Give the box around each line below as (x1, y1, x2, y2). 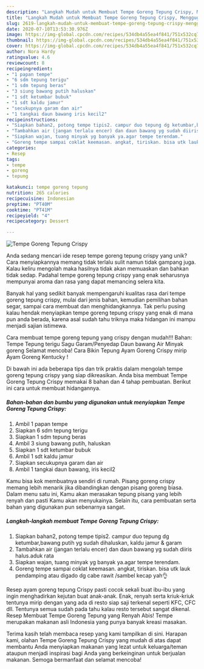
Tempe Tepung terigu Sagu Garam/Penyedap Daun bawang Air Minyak (6, 341, 184, 348)
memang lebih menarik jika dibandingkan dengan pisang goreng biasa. (6, 484, 183, 491)
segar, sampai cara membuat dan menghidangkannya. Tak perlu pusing (6, 303, 185, 310)
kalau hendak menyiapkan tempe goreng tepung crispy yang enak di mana (6, 309, 193, 317)
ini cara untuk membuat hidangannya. (6, 384, 101, 392)
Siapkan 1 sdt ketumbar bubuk (15, 446, 91, 454)
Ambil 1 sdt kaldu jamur (15, 453, 74, 460)
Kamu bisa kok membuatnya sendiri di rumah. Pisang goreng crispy (6, 478, 175, 485)
